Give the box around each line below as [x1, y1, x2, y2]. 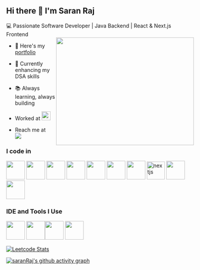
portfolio [14, 48, 36, 55]
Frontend [6, 30, 29, 37]
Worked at [14, 114, 40, 122]
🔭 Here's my [14, 42, 45, 49]
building [14, 99, 35, 106]
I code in [6, 147, 32, 155]
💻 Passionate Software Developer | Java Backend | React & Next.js [6, 22, 171, 29]
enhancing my [14, 66, 50, 73]
